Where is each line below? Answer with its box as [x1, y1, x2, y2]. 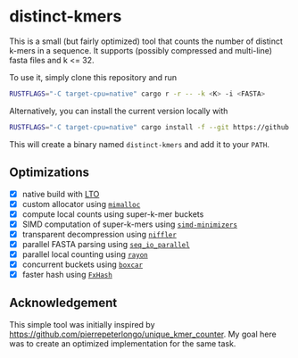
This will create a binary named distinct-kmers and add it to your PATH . [9, 138, 270, 149]
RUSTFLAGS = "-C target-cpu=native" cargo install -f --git [9, 122, 229, 131]
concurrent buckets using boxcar [21, 259, 144, 270]
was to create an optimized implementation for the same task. [9, 337, 236, 349]
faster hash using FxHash [21, 270, 113, 279]
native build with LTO [21, 188, 100, 199]
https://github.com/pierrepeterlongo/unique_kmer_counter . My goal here [9, 329, 277, 339]
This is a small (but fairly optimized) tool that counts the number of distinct [9, 36, 284, 46]
